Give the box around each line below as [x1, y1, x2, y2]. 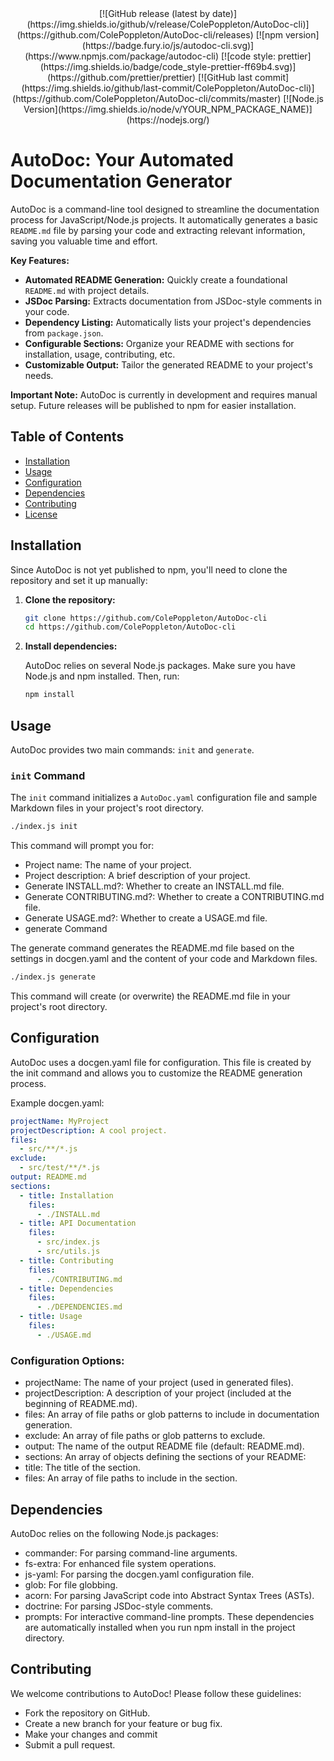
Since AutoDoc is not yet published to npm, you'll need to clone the [10, 563, 288, 576]
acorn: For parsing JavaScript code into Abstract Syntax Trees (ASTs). [24, 1589, 315, 1601]
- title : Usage [19, 1312, 83, 1322]
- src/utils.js [36, 1247, 101, 1257]
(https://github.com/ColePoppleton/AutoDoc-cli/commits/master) [12, 93, 282, 104]
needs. [24, 369, 54, 381]
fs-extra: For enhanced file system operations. [24, 1557, 217, 1569]
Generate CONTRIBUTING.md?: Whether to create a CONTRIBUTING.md [24, 891, 325, 903]
